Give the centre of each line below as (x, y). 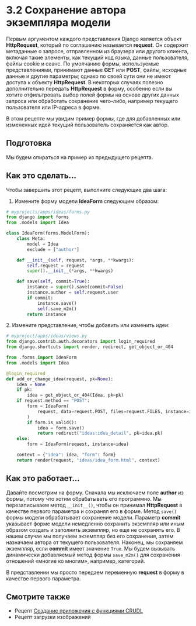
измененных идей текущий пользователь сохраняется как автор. (87, 125)
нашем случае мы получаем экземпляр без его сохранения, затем (90, 536)
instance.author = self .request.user (73, 293)
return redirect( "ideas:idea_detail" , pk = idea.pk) (100, 434)
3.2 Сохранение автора (66, 10)
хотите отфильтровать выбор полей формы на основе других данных (93, 95)
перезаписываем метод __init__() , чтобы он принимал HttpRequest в (94, 505)
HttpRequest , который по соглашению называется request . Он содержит (97, 45)
